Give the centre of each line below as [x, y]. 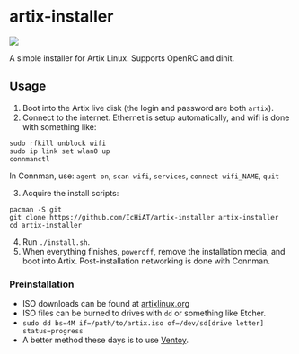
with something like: [59, 126]
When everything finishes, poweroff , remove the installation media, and [154, 251]
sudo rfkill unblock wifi [57, 143]
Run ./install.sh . [56, 242]
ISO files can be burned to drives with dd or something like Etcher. [144, 313]
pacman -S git [36, 209]
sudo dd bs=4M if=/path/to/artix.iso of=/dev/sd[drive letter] [143, 324]
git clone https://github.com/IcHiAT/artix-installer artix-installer [144, 217]
